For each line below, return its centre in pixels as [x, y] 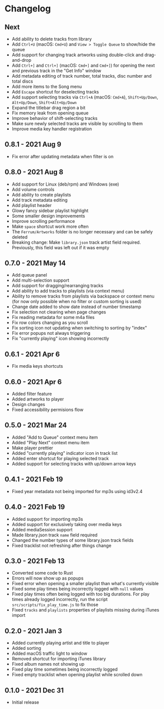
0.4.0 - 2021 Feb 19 [35, 507]
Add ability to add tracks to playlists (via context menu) [68, 291]
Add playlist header [32, 205]
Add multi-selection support [41, 280]
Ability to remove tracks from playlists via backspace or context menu [83, 296]
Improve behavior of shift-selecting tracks [55, 118]
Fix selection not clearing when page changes [59, 312]
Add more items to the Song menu [47, 87]
